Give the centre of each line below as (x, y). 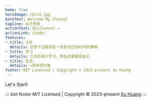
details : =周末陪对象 (30, 65)
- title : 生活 (19, 61)
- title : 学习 (19, 51)
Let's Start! (16, 84)
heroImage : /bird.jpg (28, 14)
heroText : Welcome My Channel (37, 19)
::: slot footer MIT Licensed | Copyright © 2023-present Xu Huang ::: (76, 94)
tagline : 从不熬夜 (23, 24)
